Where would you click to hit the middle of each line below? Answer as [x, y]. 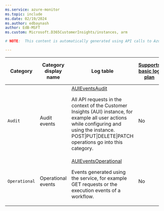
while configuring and [96, 124]
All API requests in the [97, 99]
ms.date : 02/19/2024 [26, 19]
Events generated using [99, 172]
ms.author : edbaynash [27, 23]
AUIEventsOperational [97, 161]
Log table [102, 71]
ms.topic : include [24, 14]
